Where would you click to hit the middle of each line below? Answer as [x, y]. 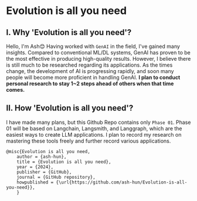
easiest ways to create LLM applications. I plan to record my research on [94, 134]
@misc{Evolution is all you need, [48, 151]
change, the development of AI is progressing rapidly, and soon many [90, 71]
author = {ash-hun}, [42, 157]
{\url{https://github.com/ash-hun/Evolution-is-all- [122, 182]
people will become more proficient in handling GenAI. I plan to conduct [93, 77]
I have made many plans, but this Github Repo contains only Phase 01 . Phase [98, 122]
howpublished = [35, 182]
